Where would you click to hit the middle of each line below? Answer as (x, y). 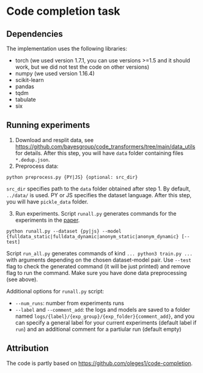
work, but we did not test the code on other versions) (82, 67)
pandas (25, 86)
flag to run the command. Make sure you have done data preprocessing (97, 273)
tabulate (26, 100)
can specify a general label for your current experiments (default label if (106, 322)
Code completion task (63, 11)
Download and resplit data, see (54, 140)
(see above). (22, 279)
